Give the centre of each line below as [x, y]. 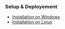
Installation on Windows [36, 17]
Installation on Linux [32, 22]
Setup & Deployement [31, 7]
